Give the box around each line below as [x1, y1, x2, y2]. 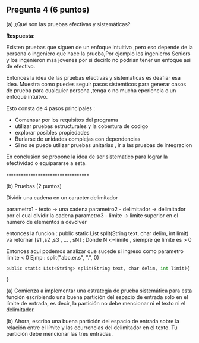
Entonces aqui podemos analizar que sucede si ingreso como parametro [6, 247, 184, 255]
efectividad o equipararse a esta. [6, 159, 87, 166]
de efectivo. [6, 63, 36, 70]
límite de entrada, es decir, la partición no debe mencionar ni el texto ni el [6, 300, 186, 307]
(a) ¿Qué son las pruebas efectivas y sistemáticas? [6, 20, 131, 27]
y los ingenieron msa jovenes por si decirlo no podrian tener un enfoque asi [6, 56, 191, 63]
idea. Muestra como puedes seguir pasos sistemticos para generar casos [6, 80, 187, 88]
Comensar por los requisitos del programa [14, 116, 119, 123]
